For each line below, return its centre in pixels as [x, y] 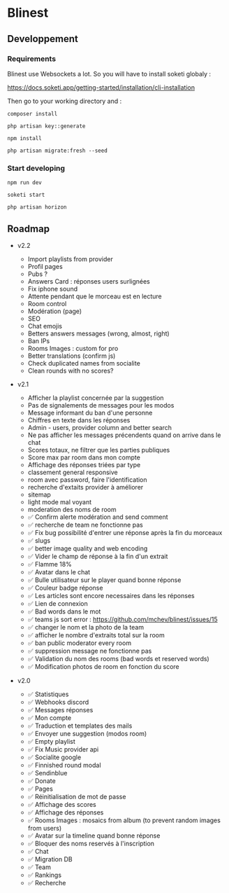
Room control [47, 303]
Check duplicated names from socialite [84, 363]
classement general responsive [73, 472]
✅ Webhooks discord [58, 702]
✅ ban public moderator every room [79, 643]
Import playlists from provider [70, 259]
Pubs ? [37, 274]
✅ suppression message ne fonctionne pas [90, 651]
